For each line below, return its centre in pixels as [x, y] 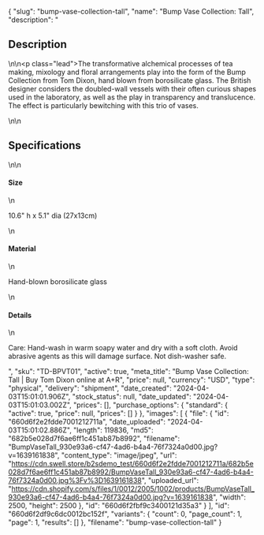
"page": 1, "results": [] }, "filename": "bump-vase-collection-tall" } [115, 522]
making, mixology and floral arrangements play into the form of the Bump [127, 72]
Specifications [45, 146]
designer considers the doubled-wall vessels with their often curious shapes [132, 88]
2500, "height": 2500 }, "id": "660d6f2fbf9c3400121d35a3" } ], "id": [119, 506]
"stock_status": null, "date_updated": [132, 397]
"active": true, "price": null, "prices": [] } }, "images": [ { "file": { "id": [119, 413]
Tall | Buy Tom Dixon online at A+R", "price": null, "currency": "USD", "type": [132, 380]
